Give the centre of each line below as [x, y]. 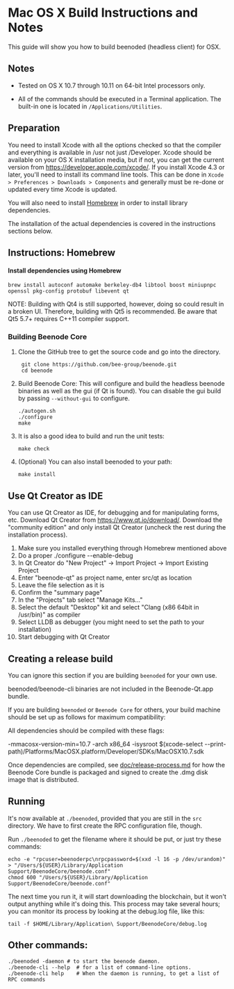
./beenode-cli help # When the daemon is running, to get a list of [114, 973]
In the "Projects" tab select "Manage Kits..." [80, 600]
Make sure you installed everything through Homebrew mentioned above [122, 548]
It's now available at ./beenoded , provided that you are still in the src [105, 818]
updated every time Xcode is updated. [62, 189]
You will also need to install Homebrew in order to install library [98, 202]
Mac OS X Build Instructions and [103, 13]
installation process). [38, 535]
